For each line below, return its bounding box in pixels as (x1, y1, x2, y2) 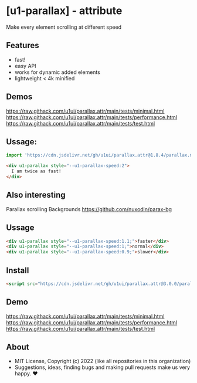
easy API (14, 62, 36, 69)
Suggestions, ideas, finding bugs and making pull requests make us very (14, 364, 191, 371)
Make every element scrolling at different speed (6, 23, 122, 30)
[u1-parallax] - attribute (6, 4, 123, 18)
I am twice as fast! (11, 168, 62, 174)
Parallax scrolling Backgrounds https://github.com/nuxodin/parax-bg (6, 205, 172, 212)
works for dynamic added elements (14, 69, 101, 76)
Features (6, 40, 39, 50)
